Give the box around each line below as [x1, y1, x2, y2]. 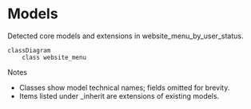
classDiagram [7, 46, 51, 54]
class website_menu [22, 53, 87, 61]
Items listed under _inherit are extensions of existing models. [18, 91, 220, 100]
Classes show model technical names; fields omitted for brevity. [18, 83, 230, 92]
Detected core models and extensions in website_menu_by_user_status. [7, 31, 244, 41]
